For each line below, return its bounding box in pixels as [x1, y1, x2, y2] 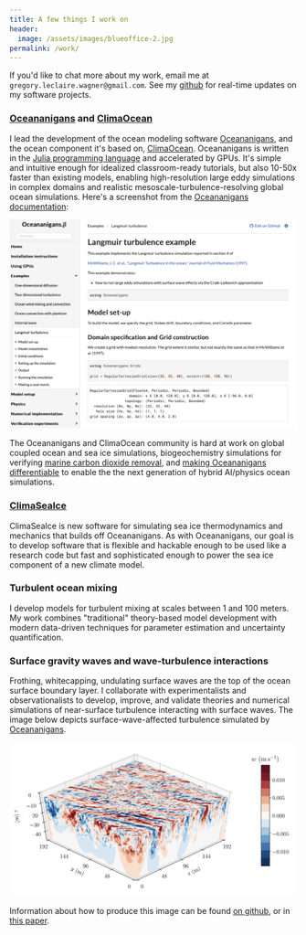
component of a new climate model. [9, 558, 144, 570]
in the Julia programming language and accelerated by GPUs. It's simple [9, 152, 281, 164]
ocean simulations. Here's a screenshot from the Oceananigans [9, 191, 249, 202]
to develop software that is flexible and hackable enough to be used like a [9, 539, 287, 550]
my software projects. [9, 90, 92, 101]
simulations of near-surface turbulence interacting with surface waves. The [9, 705, 294, 716]
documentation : [9, 201, 69, 212]
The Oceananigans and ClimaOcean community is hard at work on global [9, 438, 285, 449]
